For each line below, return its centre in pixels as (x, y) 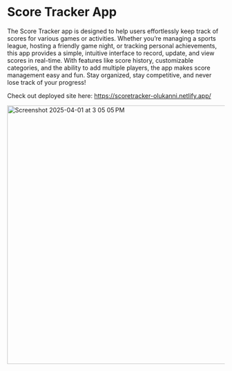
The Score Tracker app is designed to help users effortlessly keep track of (113, 31)
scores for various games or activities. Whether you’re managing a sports (112, 38)
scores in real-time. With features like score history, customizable (100, 60)
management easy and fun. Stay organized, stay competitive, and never (109, 75)
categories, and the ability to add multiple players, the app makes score (109, 68)
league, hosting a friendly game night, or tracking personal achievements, (112, 46)
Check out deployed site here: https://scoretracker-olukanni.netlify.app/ (109, 96)
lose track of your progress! (47, 82)
